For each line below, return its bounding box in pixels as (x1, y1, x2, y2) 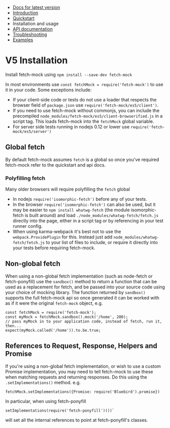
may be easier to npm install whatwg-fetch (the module (12, 207, 130, 213)
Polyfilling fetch (5, 174, 46, 181)
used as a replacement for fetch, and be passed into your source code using (5, 284, 165, 290)
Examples (12, 37, 33, 43)
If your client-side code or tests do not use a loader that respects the (12, 96, 157, 102)
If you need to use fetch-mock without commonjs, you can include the (12, 107, 160, 114)
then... (5, 323, 22, 328)
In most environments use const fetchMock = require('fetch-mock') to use (5, 81, 163, 87)
